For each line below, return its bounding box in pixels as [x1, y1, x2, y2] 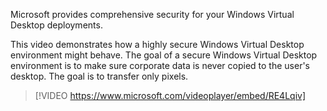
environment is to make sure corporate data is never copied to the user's [10, 60, 310, 71]
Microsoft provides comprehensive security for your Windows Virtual [10, 9, 295, 20]
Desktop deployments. [10, 19, 103, 31]
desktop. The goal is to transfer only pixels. [10, 70, 189, 82]
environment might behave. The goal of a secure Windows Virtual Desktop [10, 49, 318, 61]
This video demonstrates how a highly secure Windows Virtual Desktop [10, 39, 305, 50]
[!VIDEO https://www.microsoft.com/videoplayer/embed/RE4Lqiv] [34, 90, 307, 101]
